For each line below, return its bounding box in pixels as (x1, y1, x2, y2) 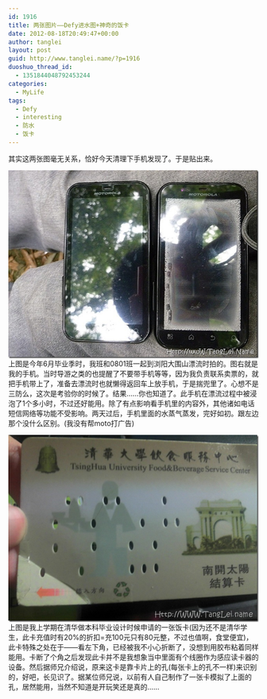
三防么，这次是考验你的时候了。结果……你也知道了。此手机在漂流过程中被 (8, 388, 250, 398)
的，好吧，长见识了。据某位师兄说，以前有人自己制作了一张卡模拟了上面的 (8, 672, 252, 682)
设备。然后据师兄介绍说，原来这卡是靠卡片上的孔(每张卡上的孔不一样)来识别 (8, 662, 257, 671)
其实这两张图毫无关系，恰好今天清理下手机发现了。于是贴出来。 (8, 153, 217, 163)
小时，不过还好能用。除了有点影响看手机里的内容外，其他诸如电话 (38, 398, 255, 408)
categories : (8, 79, 48, 87)
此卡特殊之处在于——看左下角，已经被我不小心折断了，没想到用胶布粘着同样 (8, 642, 259, 651)
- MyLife (15, 88, 44, 96)
